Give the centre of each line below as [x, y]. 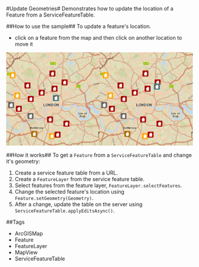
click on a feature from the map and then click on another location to [98, 38]
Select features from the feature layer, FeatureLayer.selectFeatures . [98, 185]
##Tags [15, 222]
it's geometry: [23, 161]
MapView [26, 252]
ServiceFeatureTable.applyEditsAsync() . [65, 210]
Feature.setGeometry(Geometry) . [54, 198]
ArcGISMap [29, 234]
